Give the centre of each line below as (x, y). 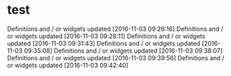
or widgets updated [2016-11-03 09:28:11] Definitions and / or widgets (106, 36)
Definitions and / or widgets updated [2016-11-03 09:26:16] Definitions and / (115, 29)
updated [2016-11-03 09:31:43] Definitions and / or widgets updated (104, 43)
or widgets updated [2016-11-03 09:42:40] (68, 65)
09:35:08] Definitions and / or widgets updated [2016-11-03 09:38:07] (123, 51)
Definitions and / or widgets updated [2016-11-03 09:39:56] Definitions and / (116, 58)
